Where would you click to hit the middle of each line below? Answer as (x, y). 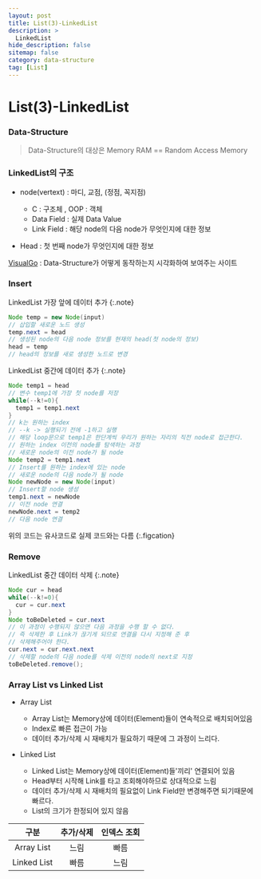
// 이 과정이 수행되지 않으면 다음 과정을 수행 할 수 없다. (92, 627)
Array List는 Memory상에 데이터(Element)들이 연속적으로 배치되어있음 (142, 718)
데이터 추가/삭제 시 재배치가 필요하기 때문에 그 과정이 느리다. (126, 738)
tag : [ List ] (28, 68)
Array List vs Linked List (56, 684)
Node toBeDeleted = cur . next (57, 620)
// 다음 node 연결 (36, 519)
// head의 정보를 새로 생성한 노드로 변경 (68, 355)
